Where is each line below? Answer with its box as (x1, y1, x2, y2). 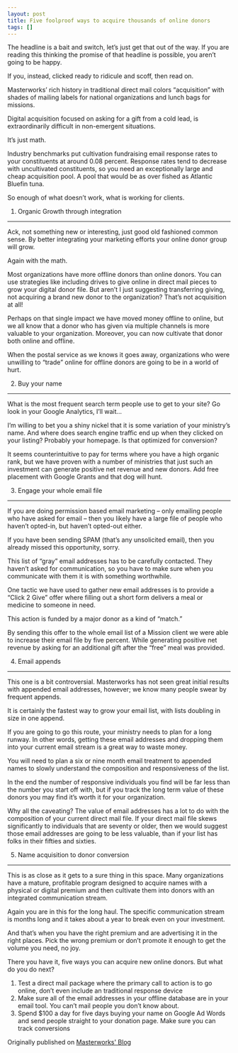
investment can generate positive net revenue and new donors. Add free (7, 465, 219, 474)
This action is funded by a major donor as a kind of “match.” (7, 615, 183, 623)
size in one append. (7, 714, 65, 723)
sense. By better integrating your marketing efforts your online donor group (7, 235, 227, 244)
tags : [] (7, 23, 33, 31)
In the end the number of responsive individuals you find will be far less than (7, 778, 230, 787)
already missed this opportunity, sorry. (7, 543, 120, 552)
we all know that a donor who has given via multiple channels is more (7, 322, 210, 330)
